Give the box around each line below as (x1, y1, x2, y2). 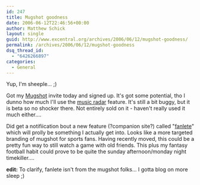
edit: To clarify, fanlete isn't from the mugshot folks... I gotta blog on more (6, 166, 188, 173)
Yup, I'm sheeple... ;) (6, 81, 57, 88)
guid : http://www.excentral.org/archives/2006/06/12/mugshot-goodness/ (6, 36, 188, 42)
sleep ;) (6, 172, 25, 180)
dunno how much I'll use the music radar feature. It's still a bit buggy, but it (6, 98, 190, 106)
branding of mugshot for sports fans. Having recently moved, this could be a (6, 135, 195, 143)
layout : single (6, 31, 44, 37)
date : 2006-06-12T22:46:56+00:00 (6, 20, 90, 26)
